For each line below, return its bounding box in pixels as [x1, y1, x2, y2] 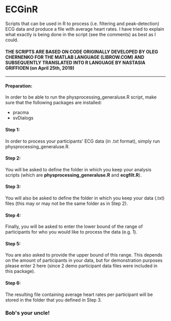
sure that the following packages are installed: [5, 100, 102, 106]
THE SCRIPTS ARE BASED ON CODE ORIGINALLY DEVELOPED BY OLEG [5, 49, 159, 55]
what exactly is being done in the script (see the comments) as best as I [5, 31, 156, 37]
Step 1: [5, 126, 20, 132]
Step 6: [5, 280, 21, 286]
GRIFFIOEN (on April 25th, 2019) [5, 65, 75, 71]
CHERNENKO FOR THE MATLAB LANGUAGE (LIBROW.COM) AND [5, 54, 145, 60]
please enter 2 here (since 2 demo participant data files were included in [5, 263, 158, 269]
